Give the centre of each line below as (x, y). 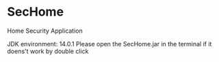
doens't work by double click (48, 51)
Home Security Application (45, 31)
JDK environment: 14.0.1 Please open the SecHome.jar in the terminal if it (109, 44)
